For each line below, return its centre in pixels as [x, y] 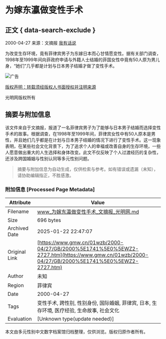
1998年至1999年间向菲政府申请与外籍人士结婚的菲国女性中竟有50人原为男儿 [83, 60]
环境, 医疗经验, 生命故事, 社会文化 [81, 311]
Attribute [20, 203]
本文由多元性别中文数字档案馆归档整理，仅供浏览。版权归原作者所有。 [77, 332]
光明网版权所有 [20, 98]
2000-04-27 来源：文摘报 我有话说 [41, 43]
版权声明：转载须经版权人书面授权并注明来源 [51, 87]
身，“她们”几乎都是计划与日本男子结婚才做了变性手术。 [61, 66]
